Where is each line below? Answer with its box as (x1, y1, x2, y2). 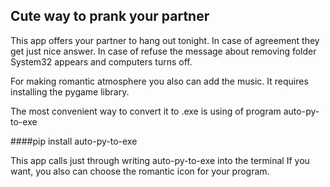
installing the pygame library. (10, 85, 130, 98)
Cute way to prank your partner (10, 8, 210, 25)
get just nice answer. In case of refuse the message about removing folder (10, 45, 317, 57)
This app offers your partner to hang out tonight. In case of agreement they (10, 34, 320, 46)
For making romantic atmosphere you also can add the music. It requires (10, 75, 309, 87)
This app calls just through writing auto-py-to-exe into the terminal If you (10, 154, 310, 166)
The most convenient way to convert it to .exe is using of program (10, 105, 282, 117)
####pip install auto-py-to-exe (10, 135, 138, 147)
